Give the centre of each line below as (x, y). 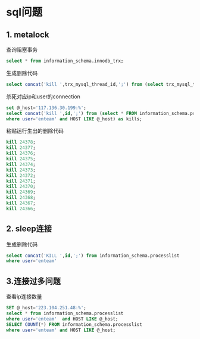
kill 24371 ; (21, 181)
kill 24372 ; (21, 175)
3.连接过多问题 (34, 281)
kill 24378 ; (21, 142)
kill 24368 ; (21, 198)
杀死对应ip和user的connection (43, 97)
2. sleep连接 (29, 229)
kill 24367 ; (21, 203)
